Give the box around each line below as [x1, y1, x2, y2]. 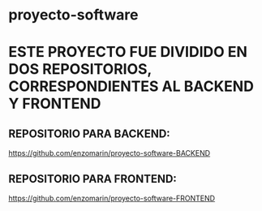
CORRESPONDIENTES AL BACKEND [8, 77, 254, 96]
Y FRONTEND [8, 95, 101, 113]
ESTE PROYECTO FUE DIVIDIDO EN [8, 43, 247, 62]
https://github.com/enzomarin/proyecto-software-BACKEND [8, 149, 211, 158]
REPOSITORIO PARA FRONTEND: [8, 172, 177, 186]
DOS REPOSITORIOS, [8, 60, 152, 79]
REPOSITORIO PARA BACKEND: [8, 127, 170, 140]
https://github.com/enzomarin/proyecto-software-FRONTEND [8, 193, 216, 203]
